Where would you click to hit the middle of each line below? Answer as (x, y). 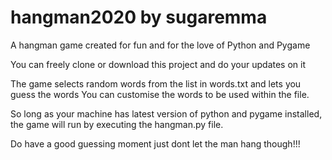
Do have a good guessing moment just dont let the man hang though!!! (155, 143)
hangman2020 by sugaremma (139, 17)
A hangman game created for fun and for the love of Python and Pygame (160, 45)
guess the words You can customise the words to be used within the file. (160, 94)
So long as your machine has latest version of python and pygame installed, (166, 113)
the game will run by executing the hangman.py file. (117, 124)
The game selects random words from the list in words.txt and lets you (156, 83)
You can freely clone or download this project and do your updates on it (158, 64)
